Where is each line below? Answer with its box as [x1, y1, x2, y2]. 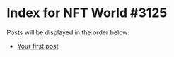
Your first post [16, 42, 59, 50]
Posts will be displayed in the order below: [6, 28, 130, 37]
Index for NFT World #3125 [6, 5, 168, 21]
